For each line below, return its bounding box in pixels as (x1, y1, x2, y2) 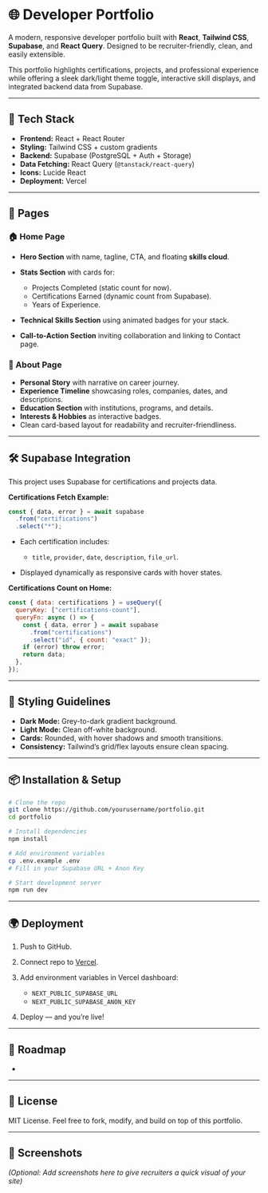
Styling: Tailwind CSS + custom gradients (19, 142, 158, 152)
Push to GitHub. (19, 942, 73, 951)
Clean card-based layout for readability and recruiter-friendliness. (19, 420, 237, 429)
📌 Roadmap (8, 1043, 66, 1057)
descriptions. (19, 394, 64, 404)
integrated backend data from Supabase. (8, 81, 144, 91)
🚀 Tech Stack (8, 113, 75, 126)
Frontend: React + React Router (19, 133, 125, 143)
